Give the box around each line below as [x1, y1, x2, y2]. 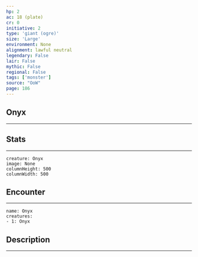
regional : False [6, 69, 46, 75]
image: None [6, 161, 35, 167]
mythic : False [6, 63, 41, 70]
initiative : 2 [6, 25, 41, 31]
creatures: [6, 213, 33, 219]
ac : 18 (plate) [6, 14, 44, 20]
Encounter [6, 187, 45, 197]
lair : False [6, 58, 35, 64]
